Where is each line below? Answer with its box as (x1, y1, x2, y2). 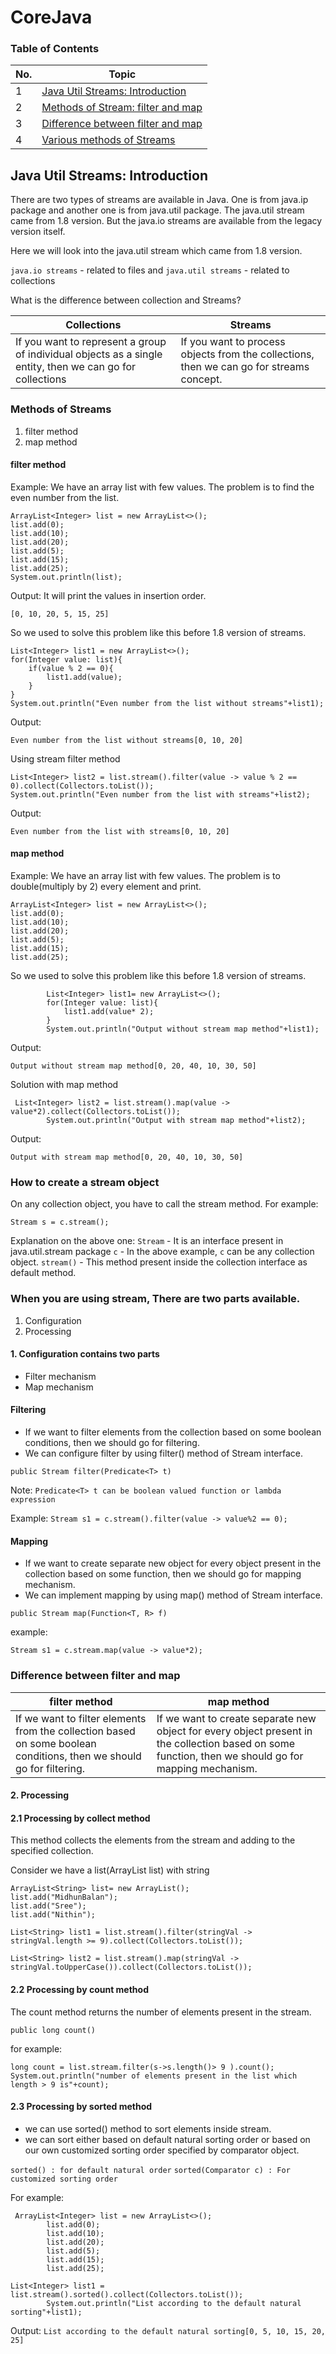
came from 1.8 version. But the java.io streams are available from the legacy (10, 215, 323, 227)
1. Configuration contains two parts (10, 1348, 160, 1360)
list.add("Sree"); (10, 1901, 87, 1911)
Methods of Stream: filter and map (41, 101, 203, 115)
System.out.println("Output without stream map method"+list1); (46, 1024, 320, 1034)
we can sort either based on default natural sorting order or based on (24, 2133, 311, 2145)
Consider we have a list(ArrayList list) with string (10, 1864, 210, 1876)
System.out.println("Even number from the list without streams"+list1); (10, 698, 325, 708)
